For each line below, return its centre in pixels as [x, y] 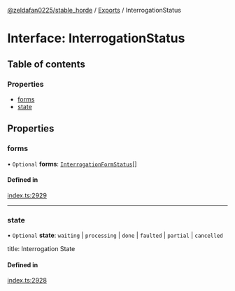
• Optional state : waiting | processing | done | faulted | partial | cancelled [115, 235]
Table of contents [46, 64]
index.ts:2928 [27, 281]
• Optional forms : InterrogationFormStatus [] [72, 164]
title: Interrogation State [41, 249]
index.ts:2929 [27, 195]
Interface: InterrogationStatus [96, 38]
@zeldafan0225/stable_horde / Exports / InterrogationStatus [94, 10]
